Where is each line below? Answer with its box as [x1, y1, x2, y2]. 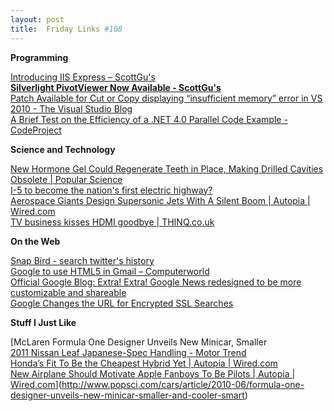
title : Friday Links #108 [10, 24, 123, 34]
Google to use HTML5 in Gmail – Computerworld [10, 265, 210, 277]
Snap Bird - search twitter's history [10, 254, 155, 266]
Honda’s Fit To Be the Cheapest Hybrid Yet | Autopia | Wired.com [10, 357, 278, 369]
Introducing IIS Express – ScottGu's [10, 71, 156, 83]
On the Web [10, 235, 61, 247]
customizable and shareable [10, 286, 127, 298]
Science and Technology [10, 143, 116, 155]
